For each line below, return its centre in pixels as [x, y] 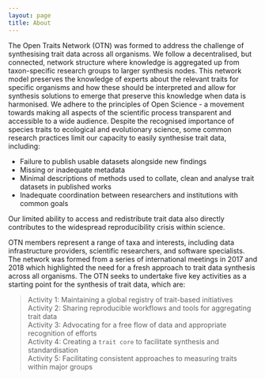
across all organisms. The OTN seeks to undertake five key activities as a [127, 276]
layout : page [30, 15]
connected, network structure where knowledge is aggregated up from [124, 62]
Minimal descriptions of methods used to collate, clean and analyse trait [137, 178]
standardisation [53, 350]
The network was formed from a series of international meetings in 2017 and [133, 259]
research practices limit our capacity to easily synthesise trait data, [117, 137]
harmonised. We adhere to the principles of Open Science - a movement [127, 104]
